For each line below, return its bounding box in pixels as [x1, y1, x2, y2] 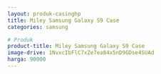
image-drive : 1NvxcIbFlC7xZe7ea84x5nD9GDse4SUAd [7, 49, 155, 56]
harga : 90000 [7, 56, 46, 63]
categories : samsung [7, 23, 69, 30]
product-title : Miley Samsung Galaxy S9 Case [7, 43, 145, 50]
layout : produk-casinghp [7, 10, 81, 18]
